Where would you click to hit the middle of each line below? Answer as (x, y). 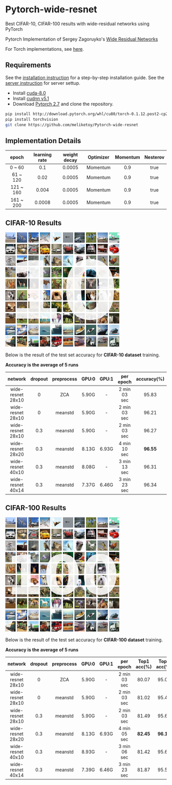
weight (70, 155)
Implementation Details (43, 140)
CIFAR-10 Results (34, 223)
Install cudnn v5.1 (31, 98)
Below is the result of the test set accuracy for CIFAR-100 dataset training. (84, 640)
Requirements (28, 65)
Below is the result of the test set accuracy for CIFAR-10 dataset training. (83, 355)
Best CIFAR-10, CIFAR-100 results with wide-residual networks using (77, 24)
